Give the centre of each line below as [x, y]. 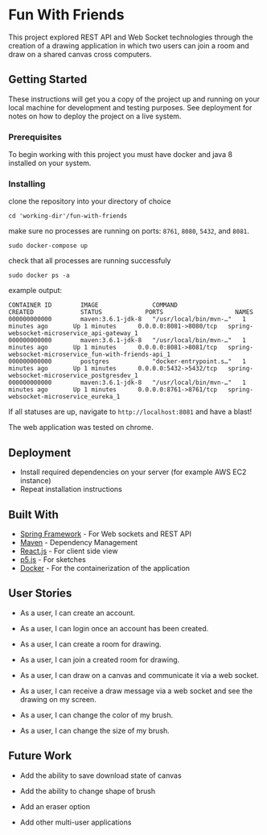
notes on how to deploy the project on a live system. [95, 116]
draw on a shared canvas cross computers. [80, 54]
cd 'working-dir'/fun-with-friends [68, 216]
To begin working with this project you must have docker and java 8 [121, 155]
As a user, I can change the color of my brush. [97, 715]
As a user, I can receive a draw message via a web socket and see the [136, 691]
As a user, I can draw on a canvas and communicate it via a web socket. [139, 675]
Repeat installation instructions [71, 490]
